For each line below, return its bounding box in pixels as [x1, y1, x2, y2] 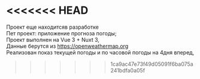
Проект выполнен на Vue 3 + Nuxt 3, [6, 36, 100, 43]
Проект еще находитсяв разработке [6, 23, 99, 31]
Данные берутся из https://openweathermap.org [6, 42, 129, 50]
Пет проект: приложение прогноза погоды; [6, 29, 117, 37]
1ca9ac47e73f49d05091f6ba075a [110, 60, 193, 68]
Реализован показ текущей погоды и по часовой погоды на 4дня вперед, [6, 48, 195, 56]
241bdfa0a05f [110, 66, 146, 74]
